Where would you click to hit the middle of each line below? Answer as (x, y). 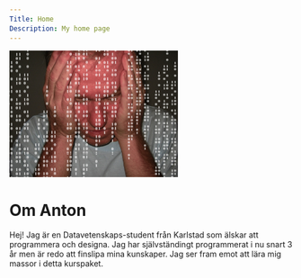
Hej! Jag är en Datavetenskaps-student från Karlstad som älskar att (134, 235)
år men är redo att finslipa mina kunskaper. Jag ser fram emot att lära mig (145, 254)
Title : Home (31, 19)
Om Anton (48, 210)
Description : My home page (60, 28)
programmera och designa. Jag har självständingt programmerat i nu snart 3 (151, 245)
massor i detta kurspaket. (56, 264)
